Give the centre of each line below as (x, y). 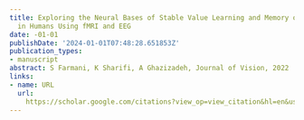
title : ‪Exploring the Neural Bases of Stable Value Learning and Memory (149, 18)
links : (22, 77)
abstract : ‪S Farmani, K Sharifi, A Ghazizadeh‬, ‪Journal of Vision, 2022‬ (149, 69)
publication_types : (46, 51)
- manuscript (34, 60)
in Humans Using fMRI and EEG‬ (74, 26)
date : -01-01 (34, 34)
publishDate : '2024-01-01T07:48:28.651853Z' (95, 43)
